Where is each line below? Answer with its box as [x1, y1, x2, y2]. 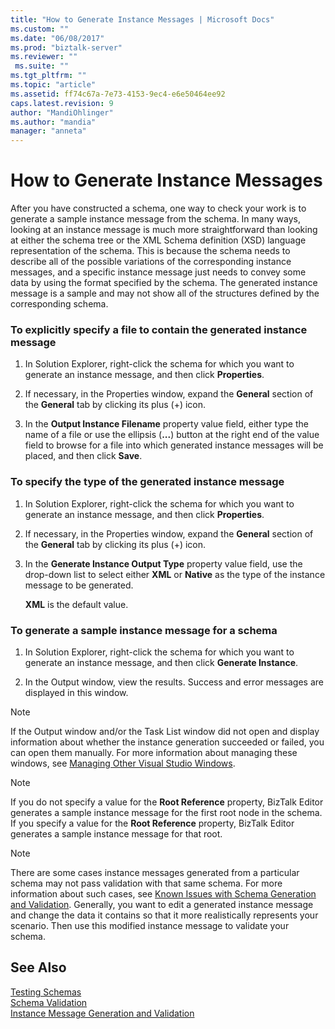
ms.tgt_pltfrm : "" [10, 71, 87, 81]
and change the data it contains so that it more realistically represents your [10, 909, 319, 921]
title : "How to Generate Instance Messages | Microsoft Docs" [10, 14, 275, 25]
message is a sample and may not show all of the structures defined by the [10, 287, 320, 300]
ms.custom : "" [10, 24, 70, 34]
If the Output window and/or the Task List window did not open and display [10, 725, 320, 737]
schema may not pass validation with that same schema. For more [10, 877, 283, 889]
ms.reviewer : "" [10, 52, 78, 62]
